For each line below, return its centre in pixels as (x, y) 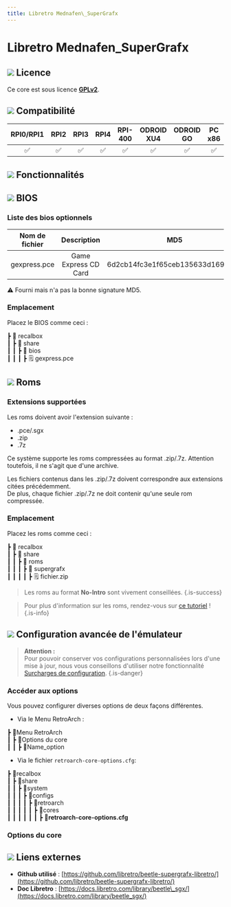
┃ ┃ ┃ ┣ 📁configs (30, 795)
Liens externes (48, 857)
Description (81, 240)
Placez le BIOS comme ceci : (48, 322)
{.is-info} (36, 613)
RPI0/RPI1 (27, 135)
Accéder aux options (43, 691)
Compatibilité (46, 111)
